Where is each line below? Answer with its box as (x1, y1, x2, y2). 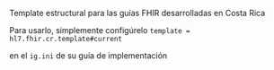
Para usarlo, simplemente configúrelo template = (9, 25, 190, 35)
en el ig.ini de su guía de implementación (9, 50, 168, 61)
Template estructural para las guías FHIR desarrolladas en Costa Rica (9, 8, 266, 18)
